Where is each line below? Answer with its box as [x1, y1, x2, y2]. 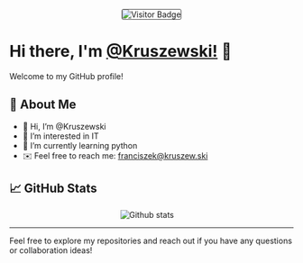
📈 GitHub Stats [9, 181, 97, 196]
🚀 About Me [9, 97, 77, 113]
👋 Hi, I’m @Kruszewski [22, 121, 106, 131]
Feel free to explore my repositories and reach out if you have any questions [9, 235, 293, 246]
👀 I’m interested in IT [22, 131, 99, 141]
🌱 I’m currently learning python [22, 140, 138, 150]
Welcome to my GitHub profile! [9, 70, 124, 81]
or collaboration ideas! [9, 244, 93, 256]
